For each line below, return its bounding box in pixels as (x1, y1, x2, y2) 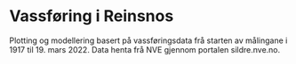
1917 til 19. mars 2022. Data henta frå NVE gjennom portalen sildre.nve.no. (9, 44, 281, 54)
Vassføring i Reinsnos (9, 6, 174, 26)
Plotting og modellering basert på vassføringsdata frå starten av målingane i (9, 35, 288, 46)
